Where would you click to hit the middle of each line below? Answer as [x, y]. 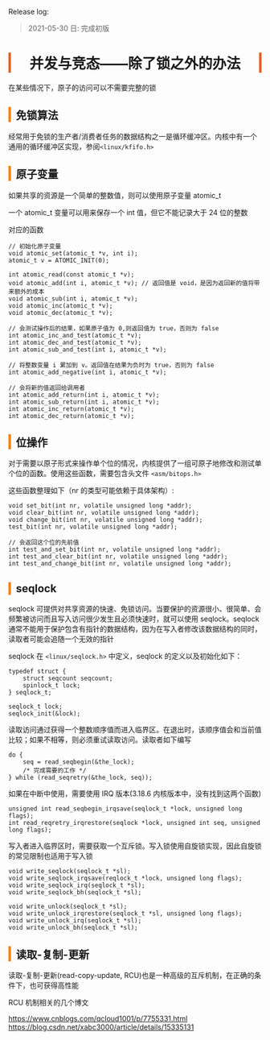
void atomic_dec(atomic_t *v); [61, 313]
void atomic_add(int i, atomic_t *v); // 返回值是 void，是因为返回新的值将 [131, 283]
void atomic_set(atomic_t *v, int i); [73, 253]
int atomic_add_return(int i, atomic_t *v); [84, 395]
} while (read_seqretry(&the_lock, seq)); [80, 778]
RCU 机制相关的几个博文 [49, 1003]
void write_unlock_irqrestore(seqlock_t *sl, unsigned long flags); [125, 914]
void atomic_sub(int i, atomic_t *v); [73, 298]
